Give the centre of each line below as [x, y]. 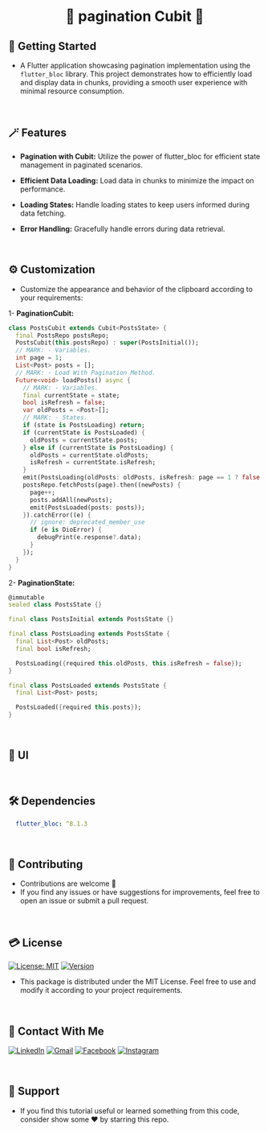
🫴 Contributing [46, 864]
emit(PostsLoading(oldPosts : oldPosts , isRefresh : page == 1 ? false [142, 478]
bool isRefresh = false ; [64, 403]
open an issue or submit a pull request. [84, 901]
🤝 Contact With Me [56, 1031]
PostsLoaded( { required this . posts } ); [79, 707]
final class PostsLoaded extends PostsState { [87, 685]
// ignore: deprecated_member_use [87, 522]
